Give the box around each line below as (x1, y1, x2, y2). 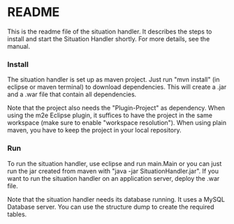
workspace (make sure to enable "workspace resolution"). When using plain (7, 119, 227, 127)
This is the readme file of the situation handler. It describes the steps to (7, 27, 212, 36)
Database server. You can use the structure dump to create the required (7, 202, 214, 211)
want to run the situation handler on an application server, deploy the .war (7, 174, 220, 182)
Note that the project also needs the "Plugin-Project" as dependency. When (7, 104, 226, 112)
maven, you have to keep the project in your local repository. (7, 126, 182, 135)
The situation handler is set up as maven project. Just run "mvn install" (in (7, 75, 220, 84)
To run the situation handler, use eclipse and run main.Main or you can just (7, 159, 222, 167)
